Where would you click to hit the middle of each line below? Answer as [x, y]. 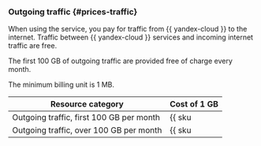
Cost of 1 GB [194, 104]
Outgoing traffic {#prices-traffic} [73, 12]
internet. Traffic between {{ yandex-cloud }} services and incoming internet [131, 37]
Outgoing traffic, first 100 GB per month [86, 118]
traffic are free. [33, 46]
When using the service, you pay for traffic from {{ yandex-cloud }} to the [128, 29]
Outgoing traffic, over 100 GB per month [87, 130]
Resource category [87, 104]
